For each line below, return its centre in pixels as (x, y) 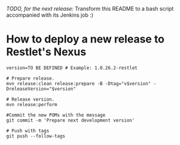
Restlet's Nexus (46, 52)
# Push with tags (28, 131)
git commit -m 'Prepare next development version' (71, 120)
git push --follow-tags (36, 136)
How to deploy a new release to (86, 39)
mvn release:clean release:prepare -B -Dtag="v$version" (79, 83)
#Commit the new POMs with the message (56, 115)
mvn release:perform (32, 104)
